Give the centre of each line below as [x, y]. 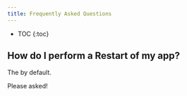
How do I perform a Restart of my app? [94, 56]
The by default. [29, 73]
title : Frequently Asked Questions [60, 14]
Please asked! [28, 86]
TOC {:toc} [33, 34]
